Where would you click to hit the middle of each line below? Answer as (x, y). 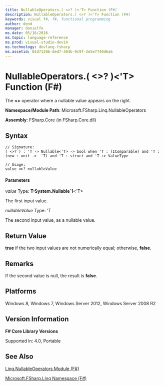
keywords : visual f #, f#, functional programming (58, 19)
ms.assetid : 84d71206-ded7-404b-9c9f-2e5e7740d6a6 (59, 51)
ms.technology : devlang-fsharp (38, 47)
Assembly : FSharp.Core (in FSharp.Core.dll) (51, 120)
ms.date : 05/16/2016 (27, 33)
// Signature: (20, 147)
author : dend (19, 24)
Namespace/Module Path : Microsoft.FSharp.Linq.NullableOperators (76, 110)
